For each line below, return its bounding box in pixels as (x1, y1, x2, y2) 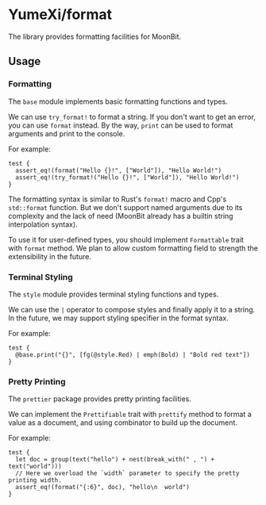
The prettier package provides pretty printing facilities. (8, 394, 192, 404)
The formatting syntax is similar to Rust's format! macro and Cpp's (8, 194, 227, 204)
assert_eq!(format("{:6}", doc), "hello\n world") (15, 484, 191, 492)
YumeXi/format (8, 6, 113, 24)
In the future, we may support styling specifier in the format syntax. (8, 313, 229, 323)
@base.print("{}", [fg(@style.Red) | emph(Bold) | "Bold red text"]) (15, 350, 250, 358)
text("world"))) (8, 462, 62, 471)
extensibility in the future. (8, 251, 91, 261)
